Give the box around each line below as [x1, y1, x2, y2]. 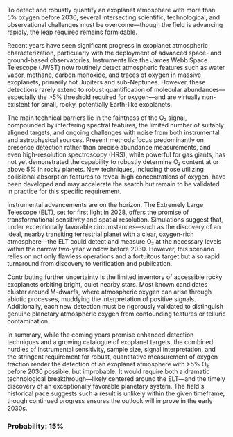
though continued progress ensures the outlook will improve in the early [7, 397, 213, 404]
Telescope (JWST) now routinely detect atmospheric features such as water [7, 64, 225, 71]
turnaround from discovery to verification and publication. [7, 260, 173, 267]
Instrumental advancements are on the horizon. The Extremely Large [7, 201, 204, 208]
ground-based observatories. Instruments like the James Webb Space [7, 56, 208, 64]
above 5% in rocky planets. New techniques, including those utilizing [7, 166, 205, 173]
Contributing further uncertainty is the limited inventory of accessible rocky [7, 273, 223, 281]
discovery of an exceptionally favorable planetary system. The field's [7, 382, 205, 390]
